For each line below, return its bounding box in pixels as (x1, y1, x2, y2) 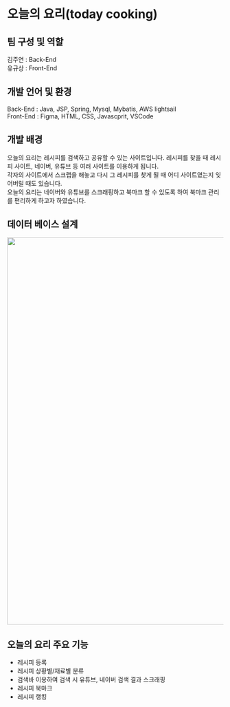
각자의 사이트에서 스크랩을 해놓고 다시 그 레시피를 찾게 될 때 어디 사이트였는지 (7, 170, 214, 179)
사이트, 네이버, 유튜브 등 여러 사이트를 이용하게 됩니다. (14, 162, 159, 170)
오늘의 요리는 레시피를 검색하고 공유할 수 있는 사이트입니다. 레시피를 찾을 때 (7, 153, 209, 162)
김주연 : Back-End (7, 56, 57, 63)
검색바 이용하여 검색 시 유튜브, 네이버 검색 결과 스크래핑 (16, 675, 166, 684)
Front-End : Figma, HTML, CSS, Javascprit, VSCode (7, 112, 154, 120)
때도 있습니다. (25, 179, 62, 187)
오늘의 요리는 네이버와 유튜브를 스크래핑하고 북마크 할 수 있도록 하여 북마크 (7, 187, 207, 196)
